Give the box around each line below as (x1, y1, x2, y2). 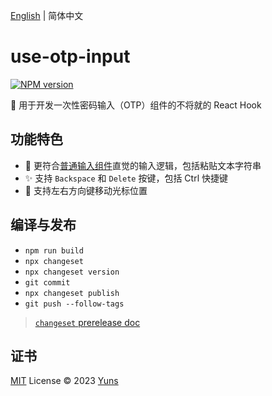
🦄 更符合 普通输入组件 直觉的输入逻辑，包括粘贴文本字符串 (24, 159, 262, 171)
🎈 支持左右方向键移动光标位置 (24, 184, 148, 196)
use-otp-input (10, 45, 131, 68)
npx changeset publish (24, 288, 120, 298)
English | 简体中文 (10, 10, 84, 21)
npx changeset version (24, 267, 120, 277)
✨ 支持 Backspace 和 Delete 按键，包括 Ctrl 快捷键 (24, 172, 228, 184)
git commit (24, 277, 71, 288)
